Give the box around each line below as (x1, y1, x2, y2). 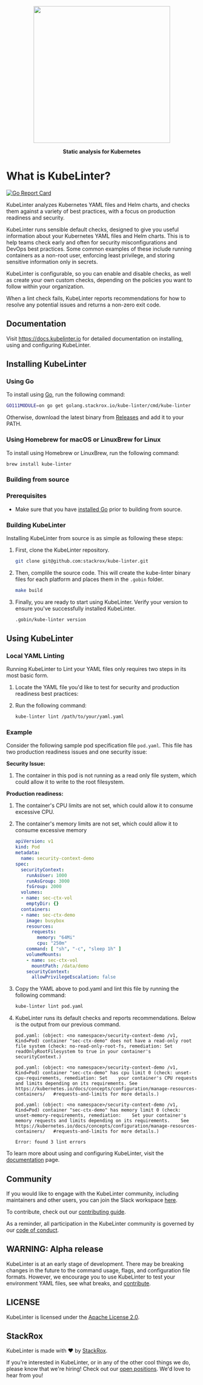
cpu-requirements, (15, 1075, 62, 1081)
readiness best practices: (15, 690, 79, 698)
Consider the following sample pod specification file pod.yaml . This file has (6, 742, 193, 749)
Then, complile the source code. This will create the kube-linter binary (15, 569, 191, 576)
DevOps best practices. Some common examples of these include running (6, 245, 192, 252)
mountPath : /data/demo (31, 963, 89, 969)
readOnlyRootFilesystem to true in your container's (15, 1049, 151, 1055)
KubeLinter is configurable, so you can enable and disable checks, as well (6, 269, 191, 277)
